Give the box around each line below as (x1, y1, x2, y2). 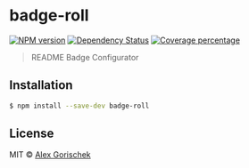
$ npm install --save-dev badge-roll (9, 101, 150, 110)
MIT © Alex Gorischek (9, 149, 91, 160)
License (9, 126, 54, 141)
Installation (9, 77, 73, 93)
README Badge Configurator (30, 52, 139, 62)
